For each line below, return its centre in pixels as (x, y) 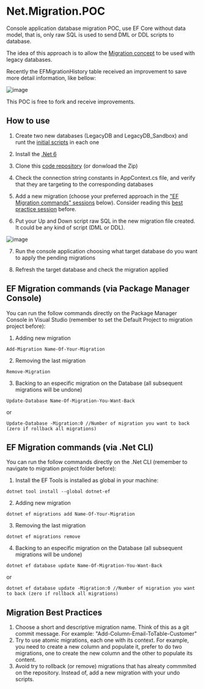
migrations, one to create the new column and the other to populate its (104, 654)
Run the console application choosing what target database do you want (106, 251)
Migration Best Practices (54, 612)
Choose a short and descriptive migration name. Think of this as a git (102, 627)
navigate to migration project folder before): (61, 469)
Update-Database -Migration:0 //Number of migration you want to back (98, 423)
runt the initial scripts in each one (57, 142)
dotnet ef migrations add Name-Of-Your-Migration (71, 514)
